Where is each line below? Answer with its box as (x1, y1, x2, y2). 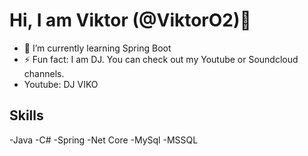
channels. (23, 67, 65, 79)
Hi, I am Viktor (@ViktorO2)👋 (9, 9, 252, 32)
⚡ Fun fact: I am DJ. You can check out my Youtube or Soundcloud (23, 53, 299, 65)
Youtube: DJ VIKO (23, 78, 99, 90)
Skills (9, 107, 44, 124)
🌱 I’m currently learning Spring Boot (23, 42, 172, 54)
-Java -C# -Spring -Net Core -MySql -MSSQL (9, 134, 199, 146)
